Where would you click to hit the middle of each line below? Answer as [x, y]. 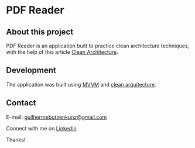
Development [31, 70]
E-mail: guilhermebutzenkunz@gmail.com [57, 117]
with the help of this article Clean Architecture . [62, 52]
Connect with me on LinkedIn [42, 128]
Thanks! [16, 140]
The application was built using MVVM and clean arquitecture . [81, 84]
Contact [21, 103]
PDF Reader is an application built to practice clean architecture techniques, [98, 46]
